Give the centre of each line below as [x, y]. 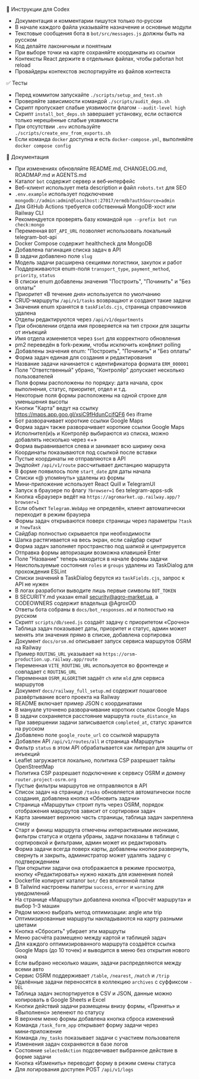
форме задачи [33, 1057]
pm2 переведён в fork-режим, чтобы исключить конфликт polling [98, 345]
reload [23, 65]
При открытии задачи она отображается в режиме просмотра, [95, 868]
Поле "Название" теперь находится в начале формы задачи [91, 559]
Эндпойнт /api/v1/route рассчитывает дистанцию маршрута [92, 465]
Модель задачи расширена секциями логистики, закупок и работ [98, 262]
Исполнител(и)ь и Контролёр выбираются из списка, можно [92, 433]
